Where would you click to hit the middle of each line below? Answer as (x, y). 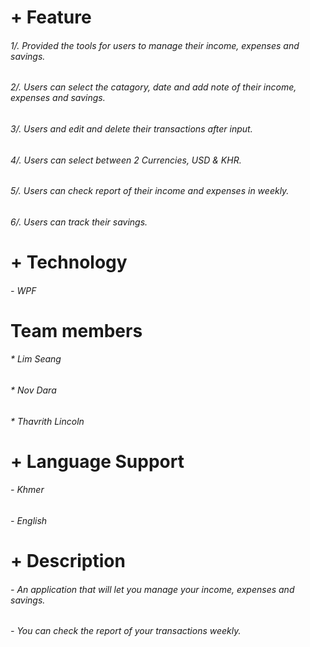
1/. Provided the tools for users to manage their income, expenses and (155, 45)
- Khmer (27, 490)
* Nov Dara (33, 390)
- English (29, 520)
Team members (76, 330)
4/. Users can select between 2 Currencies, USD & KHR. (126, 160)
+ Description (68, 561)
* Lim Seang (36, 359)
